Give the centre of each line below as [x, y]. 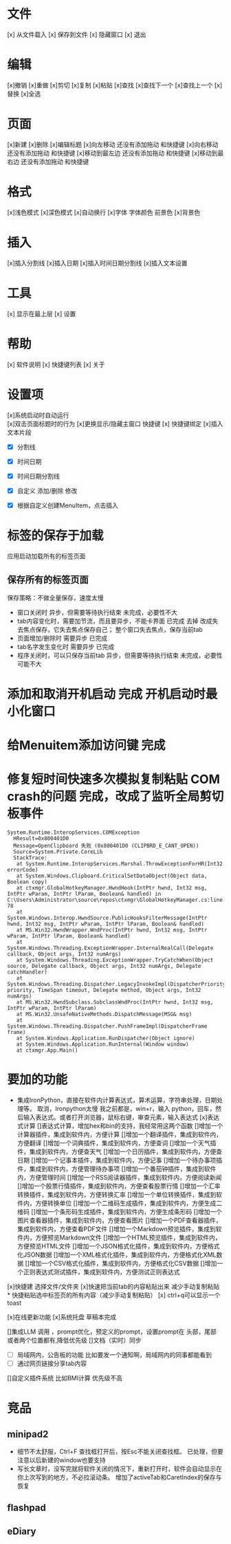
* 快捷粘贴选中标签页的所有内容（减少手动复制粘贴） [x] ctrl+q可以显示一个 [114, 1295]
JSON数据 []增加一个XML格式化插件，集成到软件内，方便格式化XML [120, 1255]
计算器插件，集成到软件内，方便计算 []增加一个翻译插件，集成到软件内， [119, 1134]
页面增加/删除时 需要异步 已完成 [62, 638]
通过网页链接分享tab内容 [52, 1363]
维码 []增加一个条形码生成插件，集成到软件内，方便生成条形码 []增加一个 [120, 1211]
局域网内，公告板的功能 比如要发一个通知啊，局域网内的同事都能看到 [114, 1354]
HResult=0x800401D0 [41, 838]
